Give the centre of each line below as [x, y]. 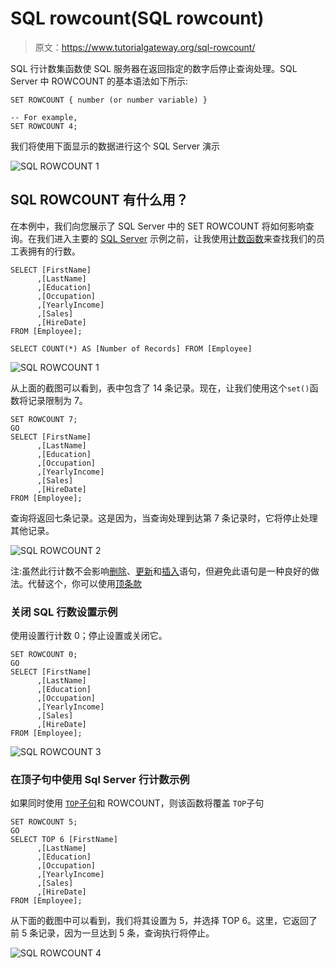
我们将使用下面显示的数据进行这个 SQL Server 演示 [115, 146]
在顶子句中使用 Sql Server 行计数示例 [100, 779]
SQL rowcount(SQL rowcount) [137, 18]
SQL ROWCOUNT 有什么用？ [99, 200]
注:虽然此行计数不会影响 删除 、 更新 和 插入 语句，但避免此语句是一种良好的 [161, 571]
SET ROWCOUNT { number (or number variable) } [109, 100]
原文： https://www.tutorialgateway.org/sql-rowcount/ [145, 47]
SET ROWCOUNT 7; [44, 419]
